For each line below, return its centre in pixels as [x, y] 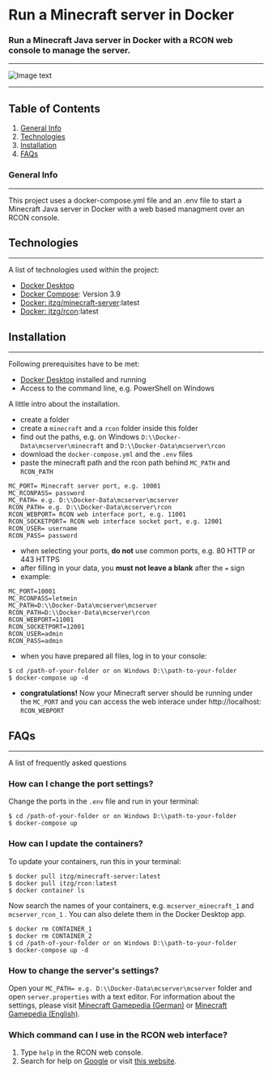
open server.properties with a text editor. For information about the [122, 996]
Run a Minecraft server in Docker [121, 15]
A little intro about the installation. [64, 404]
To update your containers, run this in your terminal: [95, 861]
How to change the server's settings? [84, 970]
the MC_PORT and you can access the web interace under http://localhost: [140, 701]
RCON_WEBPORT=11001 [41, 620]
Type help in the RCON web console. [81, 1053]
